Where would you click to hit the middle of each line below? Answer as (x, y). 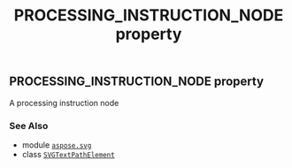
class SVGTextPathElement (68, 154)
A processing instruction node (64, 103)
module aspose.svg (57, 145)
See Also (29, 126)
